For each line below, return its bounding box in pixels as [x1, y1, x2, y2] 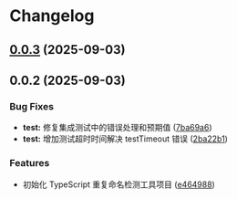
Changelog [9, 5, 95, 26]
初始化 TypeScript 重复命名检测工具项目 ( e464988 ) [22, 179, 216, 190]
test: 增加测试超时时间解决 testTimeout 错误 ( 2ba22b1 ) [22, 133, 228, 144]
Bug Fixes [9, 99, 55, 112]
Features [9, 157, 50, 170]
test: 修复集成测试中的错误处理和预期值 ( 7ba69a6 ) [22, 122, 212, 133]
